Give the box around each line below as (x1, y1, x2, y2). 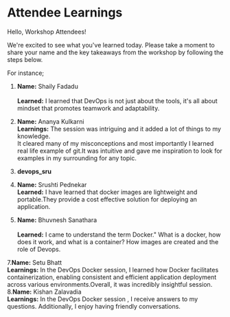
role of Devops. (16, 245, 61, 253)
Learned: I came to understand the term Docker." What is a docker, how (16, 230, 221, 239)
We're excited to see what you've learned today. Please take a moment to (7, 41, 215, 49)
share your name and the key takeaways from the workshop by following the (7, 48, 224, 56)
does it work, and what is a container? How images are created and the (16, 237, 219, 245)
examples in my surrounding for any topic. (16, 153, 137, 162)
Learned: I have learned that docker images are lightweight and (16, 188, 198, 196)
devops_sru (16, 167, 52, 175)
